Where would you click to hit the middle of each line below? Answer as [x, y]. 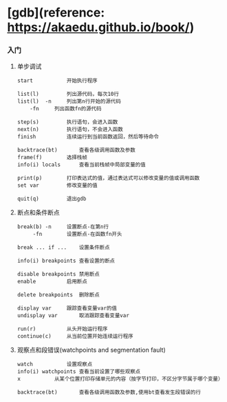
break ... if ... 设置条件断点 [63, 248]
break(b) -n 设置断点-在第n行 [63, 227]
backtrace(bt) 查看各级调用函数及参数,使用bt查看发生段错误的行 [109, 392]
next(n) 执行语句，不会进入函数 [70, 130]
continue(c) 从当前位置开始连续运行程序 [75, 336]
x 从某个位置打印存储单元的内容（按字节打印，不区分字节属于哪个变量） [120, 379]
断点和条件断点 [38, 212]
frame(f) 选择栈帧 [52, 158]
